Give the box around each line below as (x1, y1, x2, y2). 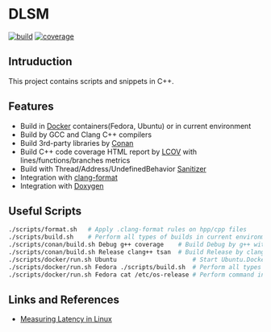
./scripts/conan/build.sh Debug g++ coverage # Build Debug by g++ (8, 241, 251, 249)
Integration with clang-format (19, 172, 119, 182)
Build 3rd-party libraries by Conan (19, 138, 134, 147)
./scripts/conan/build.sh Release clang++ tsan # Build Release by (8, 248, 244, 256)
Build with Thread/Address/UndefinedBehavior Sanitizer (19, 164, 207, 173)
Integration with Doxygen (19, 181, 104, 190)
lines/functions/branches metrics (19, 155, 131, 165)
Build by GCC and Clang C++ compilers (19, 130, 152, 139)
